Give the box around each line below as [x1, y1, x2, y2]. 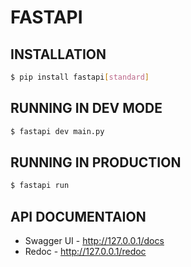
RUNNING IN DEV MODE [10, 100, 163, 117]
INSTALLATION [10, 46, 107, 63]
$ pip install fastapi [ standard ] [10, 72, 150, 82]
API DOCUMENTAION [10, 208, 147, 225]
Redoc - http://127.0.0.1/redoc [24, 246, 147, 258]
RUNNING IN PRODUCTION [10, 154, 182, 171]
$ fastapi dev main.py [10, 126, 105, 136]
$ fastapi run [10, 181, 70, 191]
